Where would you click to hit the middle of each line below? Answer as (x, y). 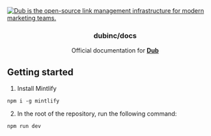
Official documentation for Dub (115, 51)
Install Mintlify (37, 89)
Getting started (40, 72)
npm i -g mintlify (33, 101)
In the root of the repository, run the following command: (97, 114)
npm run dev (24, 126)
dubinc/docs (115, 36)
